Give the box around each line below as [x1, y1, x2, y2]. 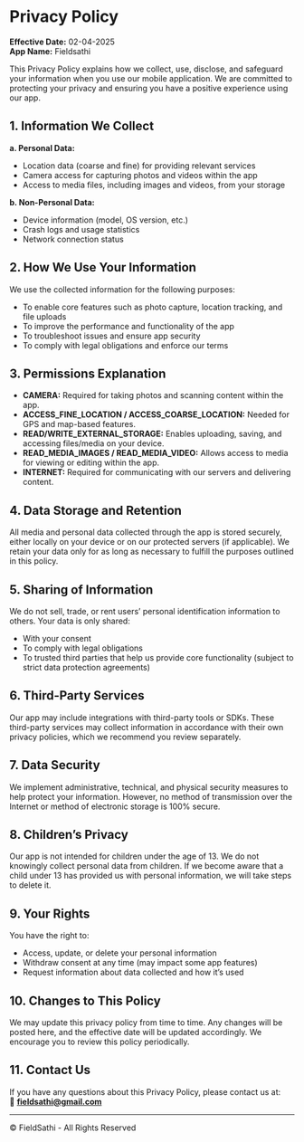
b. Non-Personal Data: [9, 196, 95, 207]
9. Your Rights [9, 906, 90, 921]
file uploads [22, 310, 67, 322]
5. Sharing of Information [9, 582, 154, 597]
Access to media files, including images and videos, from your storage [22, 179, 286, 190]
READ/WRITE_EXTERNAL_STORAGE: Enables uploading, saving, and [22, 428, 282, 440]
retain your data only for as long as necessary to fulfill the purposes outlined [9, 546, 294, 557]
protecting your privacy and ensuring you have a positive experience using [9, 82, 289, 93]
